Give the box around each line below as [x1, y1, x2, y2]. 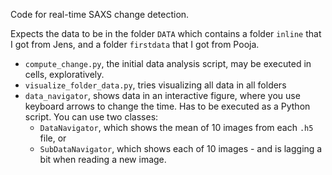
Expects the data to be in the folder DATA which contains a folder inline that [10, 28, 322, 39]
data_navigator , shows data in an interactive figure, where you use [24, 90, 301, 101]
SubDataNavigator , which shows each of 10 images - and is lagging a [39, 143, 323, 154]
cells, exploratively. [24, 69, 105, 80]
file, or [39, 132, 67, 144]
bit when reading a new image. [39, 154, 167, 165]
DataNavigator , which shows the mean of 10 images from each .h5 [39, 122, 314, 133]
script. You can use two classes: [24, 111, 159, 123]
